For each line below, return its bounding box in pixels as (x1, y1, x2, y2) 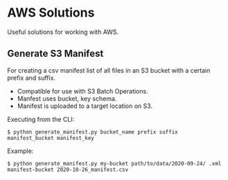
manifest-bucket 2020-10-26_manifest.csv (7, 166, 129, 173)
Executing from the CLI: (7, 115, 75, 123)
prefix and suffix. (7, 73, 56, 82)
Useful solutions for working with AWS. (7, 28, 119, 36)
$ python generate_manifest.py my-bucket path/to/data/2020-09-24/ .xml (7, 160, 222, 167)
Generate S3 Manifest (7, 48, 104, 60)
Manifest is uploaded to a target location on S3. (17, 102, 153, 110)
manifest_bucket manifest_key (7, 134, 95, 141)
